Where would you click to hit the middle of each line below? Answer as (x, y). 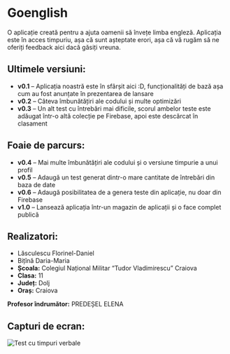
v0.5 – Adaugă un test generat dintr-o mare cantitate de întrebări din (116, 177)
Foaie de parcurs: (46, 145)
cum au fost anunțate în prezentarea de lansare (85, 93)
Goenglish (38, 13)
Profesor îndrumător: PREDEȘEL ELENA (65, 304)
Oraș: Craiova (37, 291)
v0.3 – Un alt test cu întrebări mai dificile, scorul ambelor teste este (114, 108)
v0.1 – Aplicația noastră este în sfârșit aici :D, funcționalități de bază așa (120, 86)
